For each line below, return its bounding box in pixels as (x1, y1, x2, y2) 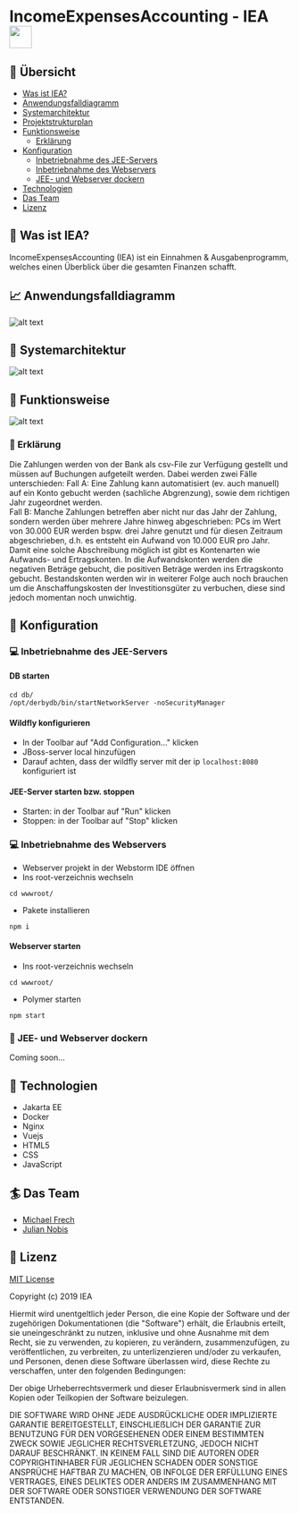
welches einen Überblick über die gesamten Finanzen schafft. (9, 261, 237, 272)
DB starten (9, 671, 50, 681)
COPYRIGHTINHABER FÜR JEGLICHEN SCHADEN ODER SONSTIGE (9, 1457, 259, 1467)
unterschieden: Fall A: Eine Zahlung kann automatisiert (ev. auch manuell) (9, 477, 279, 489)
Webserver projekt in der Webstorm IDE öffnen (21, 862, 195, 873)
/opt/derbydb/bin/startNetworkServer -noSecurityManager (9, 698, 226, 708)
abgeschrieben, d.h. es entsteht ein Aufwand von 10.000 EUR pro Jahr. (9, 534, 270, 545)
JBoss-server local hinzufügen (21, 747, 137, 757)
